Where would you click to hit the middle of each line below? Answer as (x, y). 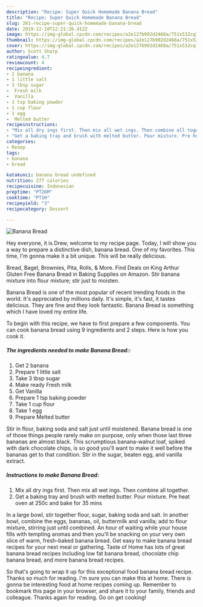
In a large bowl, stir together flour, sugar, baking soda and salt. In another (98, 515)
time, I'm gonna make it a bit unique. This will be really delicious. (86, 256)
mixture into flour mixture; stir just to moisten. (63, 281)
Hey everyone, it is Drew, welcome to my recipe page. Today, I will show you (101, 243)
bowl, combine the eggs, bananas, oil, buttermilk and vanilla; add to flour (97, 521)
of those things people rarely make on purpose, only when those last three (99, 435)
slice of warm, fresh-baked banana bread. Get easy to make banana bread (99, 541)
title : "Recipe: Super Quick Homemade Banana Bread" (74, 18)
